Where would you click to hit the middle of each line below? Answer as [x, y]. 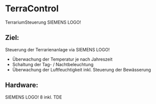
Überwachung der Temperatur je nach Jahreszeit [62, 59]
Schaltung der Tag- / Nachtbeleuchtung [53, 64]
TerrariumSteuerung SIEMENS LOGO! [43, 22]
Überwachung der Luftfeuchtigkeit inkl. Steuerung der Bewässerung [82, 69]
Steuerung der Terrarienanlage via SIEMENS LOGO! [58, 49]
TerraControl [32, 9]
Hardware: [22, 85]
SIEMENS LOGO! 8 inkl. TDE [34, 97]
